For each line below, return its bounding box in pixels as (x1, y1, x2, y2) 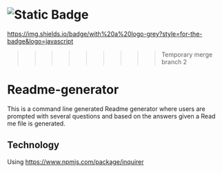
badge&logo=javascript (7, 37, 74, 45)
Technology (7, 139, 60, 151)
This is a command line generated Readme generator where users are (7, 104, 205, 113)
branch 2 (161, 57, 188, 65)
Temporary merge (161, 50, 213, 59)
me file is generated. (7, 119, 65, 128)
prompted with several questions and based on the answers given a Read (7, 112, 216, 120)
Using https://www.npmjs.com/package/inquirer (7, 157, 144, 165)
